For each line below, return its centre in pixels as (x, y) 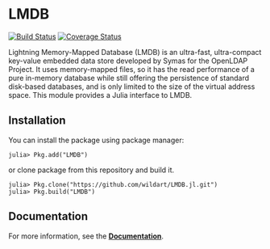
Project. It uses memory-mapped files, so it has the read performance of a (132, 69)
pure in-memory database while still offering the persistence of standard (129, 78)
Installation (37, 121)
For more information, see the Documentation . (86, 236)
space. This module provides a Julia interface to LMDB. (100, 95)
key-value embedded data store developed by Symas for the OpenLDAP (128, 61)
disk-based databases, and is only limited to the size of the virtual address (132, 87)
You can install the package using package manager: (96, 140)
